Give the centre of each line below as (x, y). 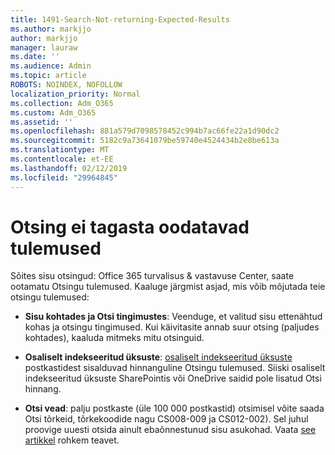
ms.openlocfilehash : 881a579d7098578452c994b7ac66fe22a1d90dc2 (145, 131)
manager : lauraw (44, 47)
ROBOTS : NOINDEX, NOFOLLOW (66, 85)
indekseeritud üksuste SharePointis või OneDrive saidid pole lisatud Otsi (173, 378)
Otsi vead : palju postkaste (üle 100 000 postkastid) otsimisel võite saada (174, 408)
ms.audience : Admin (51, 66)
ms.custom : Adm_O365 (53, 112)
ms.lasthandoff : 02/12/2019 (69, 168)
